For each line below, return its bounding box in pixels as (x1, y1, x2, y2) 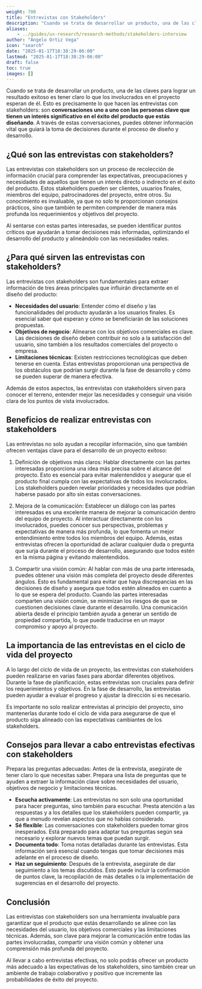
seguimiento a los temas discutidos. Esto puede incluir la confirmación (14, 867, 190, 874)
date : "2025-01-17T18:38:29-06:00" (6, 48, 96, 54)
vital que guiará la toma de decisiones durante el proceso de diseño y (6, 126, 179, 133)
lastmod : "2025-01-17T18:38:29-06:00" (6, 54, 103, 60)
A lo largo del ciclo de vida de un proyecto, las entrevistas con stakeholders (6, 666, 194, 673)
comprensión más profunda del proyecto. (6, 945, 109, 952)
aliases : (6, 25, 28, 32)
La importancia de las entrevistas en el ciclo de (6, 640, 186, 650)
